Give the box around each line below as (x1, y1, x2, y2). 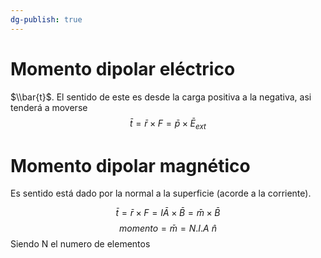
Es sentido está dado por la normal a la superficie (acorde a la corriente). (10, 187, 312, 200)
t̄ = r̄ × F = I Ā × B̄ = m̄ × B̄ (115, 207, 221, 219)
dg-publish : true (10, 14, 83, 25)
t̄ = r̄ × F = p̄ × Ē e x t (129, 117, 207, 131)
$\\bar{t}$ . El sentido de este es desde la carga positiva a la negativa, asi (10, 91, 312, 103)
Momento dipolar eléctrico (10, 57, 236, 80)
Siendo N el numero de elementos (10, 238, 151, 250)
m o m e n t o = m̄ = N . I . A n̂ (119, 222, 217, 235)
